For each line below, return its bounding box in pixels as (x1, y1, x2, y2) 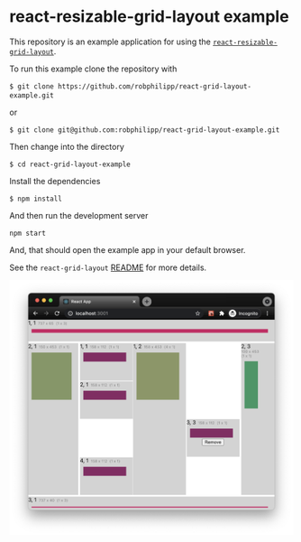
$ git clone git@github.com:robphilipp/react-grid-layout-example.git (9, 125, 280, 135)
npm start (9, 229, 47, 238)
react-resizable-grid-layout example (9, 6, 290, 27)
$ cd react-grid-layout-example (9, 160, 131, 169)
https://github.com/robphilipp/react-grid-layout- (57, 81, 252, 91)
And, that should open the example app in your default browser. (9, 244, 246, 255)
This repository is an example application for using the (9, 36, 212, 47)
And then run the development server (9, 210, 149, 220)
